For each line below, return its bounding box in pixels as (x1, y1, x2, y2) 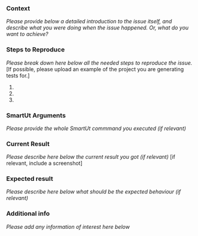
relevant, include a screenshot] (6, 160, 83, 167)
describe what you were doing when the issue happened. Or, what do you (6, 24, 189, 31)
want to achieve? (6, 31, 49, 38)
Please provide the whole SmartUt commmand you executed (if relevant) (6, 125, 187, 132)
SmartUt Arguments (6, 111, 66, 119)
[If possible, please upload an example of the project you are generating (6, 65, 184, 72)
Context (6, 4, 31, 13)
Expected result (6, 175, 53, 183)
